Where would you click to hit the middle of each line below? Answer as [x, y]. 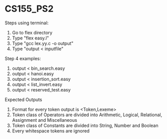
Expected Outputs [23, 100]
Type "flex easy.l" [30, 38]
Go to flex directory [32, 32]
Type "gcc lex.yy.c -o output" [43, 43]
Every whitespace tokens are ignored [51, 131]
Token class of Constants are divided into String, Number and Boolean [85, 125]
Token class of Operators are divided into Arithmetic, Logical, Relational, [87, 115]
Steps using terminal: [27, 23]
